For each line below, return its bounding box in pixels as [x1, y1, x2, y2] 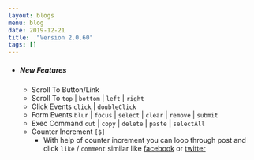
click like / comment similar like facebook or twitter [43, 143, 207, 154]
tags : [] [8, 41, 37, 49]
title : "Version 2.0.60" [8, 33, 93, 42]
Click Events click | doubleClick [31, 102, 136, 111]
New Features [19, 65, 67, 75]
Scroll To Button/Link [31, 85, 100, 95]
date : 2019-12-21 [8, 26, 65, 34]
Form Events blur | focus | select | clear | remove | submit [31, 110, 219, 120]
